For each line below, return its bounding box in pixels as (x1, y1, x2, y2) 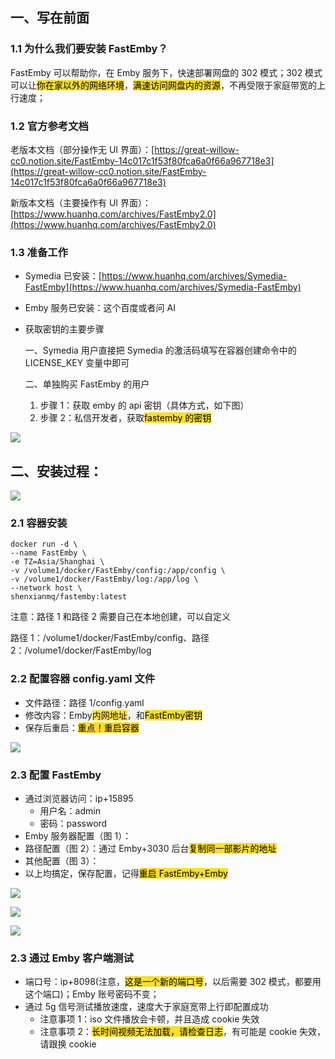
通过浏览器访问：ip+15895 (24, 792, 134, 804)
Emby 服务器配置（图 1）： (24, 829, 132, 842)
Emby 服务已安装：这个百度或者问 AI (24, 302, 176, 314)
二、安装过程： (10, 463, 103, 480)
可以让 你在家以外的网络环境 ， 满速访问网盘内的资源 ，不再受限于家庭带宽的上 (10, 79, 326, 91)
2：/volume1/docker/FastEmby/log (10, 644, 152, 657)
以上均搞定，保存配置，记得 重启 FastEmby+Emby (24, 867, 228, 879)
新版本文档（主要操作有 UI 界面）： (10, 196, 152, 208)
